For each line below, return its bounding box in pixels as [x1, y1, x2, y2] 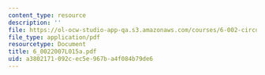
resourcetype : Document [8, 41, 87, 48]
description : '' [8, 19, 62, 27]
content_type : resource [8, 11, 87, 20]
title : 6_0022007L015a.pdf [8, 48, 97, 55]
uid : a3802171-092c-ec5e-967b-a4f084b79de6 [8, 55, 154, 63]
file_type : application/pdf [8, 33, 101, 41]
